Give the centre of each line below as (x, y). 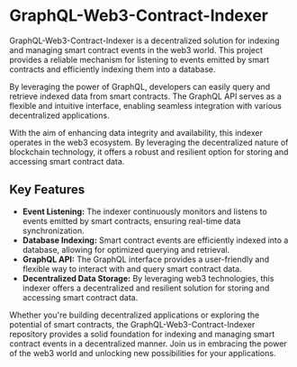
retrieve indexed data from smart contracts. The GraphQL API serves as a (145, 96)
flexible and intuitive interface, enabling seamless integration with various (145, 105)
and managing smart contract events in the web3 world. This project (136, 49)
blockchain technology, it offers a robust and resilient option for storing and (149, 152)
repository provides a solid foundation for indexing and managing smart (142, 334)
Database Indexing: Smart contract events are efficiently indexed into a (155, 240)
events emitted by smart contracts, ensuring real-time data (131, 220)
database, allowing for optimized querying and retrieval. (126, 249)
